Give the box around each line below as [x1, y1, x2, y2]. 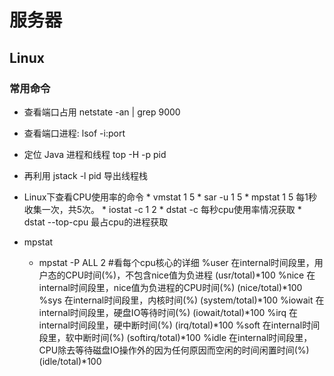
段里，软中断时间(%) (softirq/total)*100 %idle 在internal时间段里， [38, 331, 313, 343]
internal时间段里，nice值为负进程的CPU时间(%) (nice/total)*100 [38, 281, 303, 293]
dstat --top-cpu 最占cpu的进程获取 [23, 216, 169, 228]
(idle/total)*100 [38, 355, 102, 367]
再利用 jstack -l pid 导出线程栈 [23, 169, 148, 181]
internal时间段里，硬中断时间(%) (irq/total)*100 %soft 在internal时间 [38, 319, 321, 331]
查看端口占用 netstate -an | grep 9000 [23, 106, 181, 118]
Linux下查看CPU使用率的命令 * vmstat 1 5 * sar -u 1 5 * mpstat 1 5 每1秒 [23, 191, 317, 203]
